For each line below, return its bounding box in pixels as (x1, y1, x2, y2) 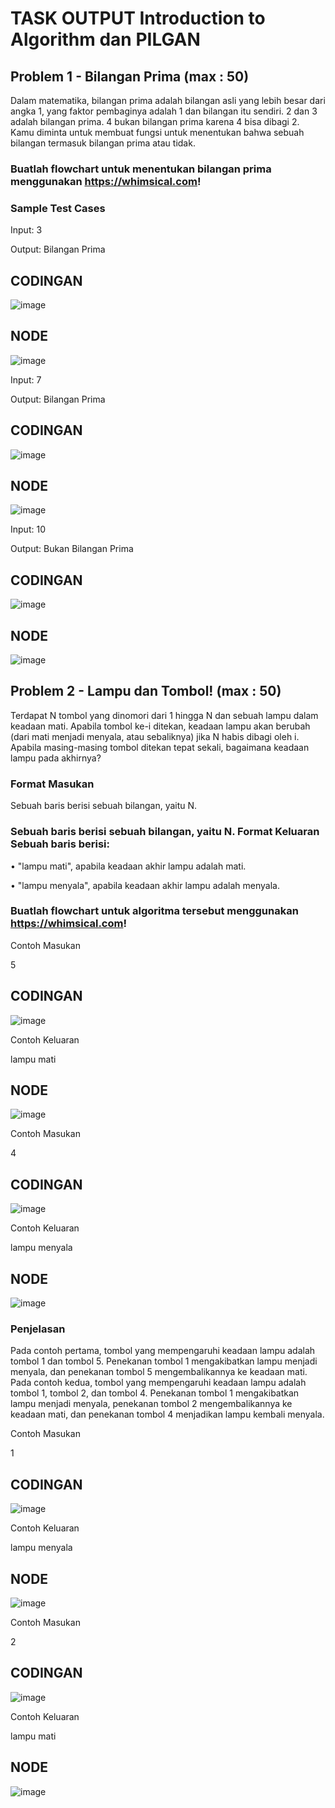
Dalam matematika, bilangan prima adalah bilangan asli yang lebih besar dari (10, 95, 326, 106)
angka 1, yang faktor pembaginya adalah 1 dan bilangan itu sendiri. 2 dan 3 (10, 105, 318, 117)
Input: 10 (10, 523, 46, 536)
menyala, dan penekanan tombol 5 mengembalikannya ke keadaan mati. (10, 1366, 308, 1378)
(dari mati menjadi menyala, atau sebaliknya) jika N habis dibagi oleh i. (10, 730, 300, 742)
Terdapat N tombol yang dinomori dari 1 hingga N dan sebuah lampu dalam (10, 709, 319, 721)
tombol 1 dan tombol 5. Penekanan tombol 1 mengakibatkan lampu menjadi (10, 1355, 318, 1367)
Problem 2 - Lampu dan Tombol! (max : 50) (10, 683, 282, 700)
